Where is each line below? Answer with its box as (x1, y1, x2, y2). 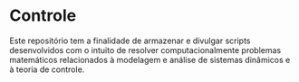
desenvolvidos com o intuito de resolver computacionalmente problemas (9, 44, 282, 55)
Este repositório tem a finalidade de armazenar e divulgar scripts (9, 35, 251, 46)
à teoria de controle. (9, 64, 85, 75)
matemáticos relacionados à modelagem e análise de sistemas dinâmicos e (9, 54, 291, 65)
